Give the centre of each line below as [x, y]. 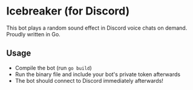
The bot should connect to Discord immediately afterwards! [89, 80]
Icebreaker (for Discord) [68, 11]
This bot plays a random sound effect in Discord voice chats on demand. [97, 28]
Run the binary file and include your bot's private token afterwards [97, 74]
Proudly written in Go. [33, 34]
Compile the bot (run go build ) [53, 68]
